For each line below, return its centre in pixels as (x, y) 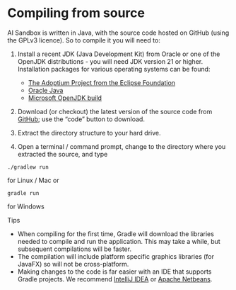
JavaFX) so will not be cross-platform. (73, 264)
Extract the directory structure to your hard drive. (89, 133)
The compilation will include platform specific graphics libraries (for (116, 256)
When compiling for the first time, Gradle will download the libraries (116, 234)
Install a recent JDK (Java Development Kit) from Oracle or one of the (119, 54)
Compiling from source (76, 13)
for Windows (26, 206)
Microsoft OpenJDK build (65, 98)
